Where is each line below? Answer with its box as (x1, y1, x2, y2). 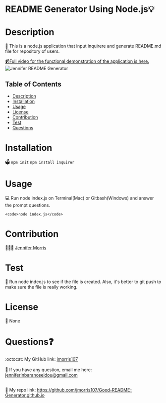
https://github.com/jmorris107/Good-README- (37, 387, 132, 393)
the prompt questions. (5, 202, 51, 208)
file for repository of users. (5, 48, 60, 54)
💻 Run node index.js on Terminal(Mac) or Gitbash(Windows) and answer (5, 195, 154, 201)
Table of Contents (5, 80, 62, 88)
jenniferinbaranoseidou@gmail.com (5, 372, 78, 378)
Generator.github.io (5, 392, 45, 398)
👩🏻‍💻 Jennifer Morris (5, 245, 47, 251)
